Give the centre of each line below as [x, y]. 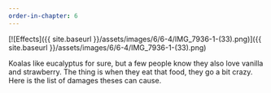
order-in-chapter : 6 [44, 16]
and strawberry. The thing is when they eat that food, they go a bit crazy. [131, 72]
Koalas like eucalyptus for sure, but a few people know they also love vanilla [136, 63]
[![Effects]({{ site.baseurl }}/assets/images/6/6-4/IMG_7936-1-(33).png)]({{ [135, 39]
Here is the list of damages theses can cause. [85, 80]
